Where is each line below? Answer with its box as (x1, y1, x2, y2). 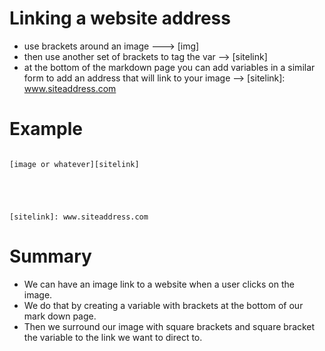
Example (9, 118, 83, 141)
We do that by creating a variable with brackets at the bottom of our (23, 299, 304, 311)
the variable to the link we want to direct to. (23, 331, 203, 343)
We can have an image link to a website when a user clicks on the (23, 278, 295, 290)
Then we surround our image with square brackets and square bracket (23, 320, 316, 332)
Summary (9, 245, 92, 268)
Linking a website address (9, 7, 231, 30)
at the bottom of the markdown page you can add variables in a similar (23, 61, 316, 73)
